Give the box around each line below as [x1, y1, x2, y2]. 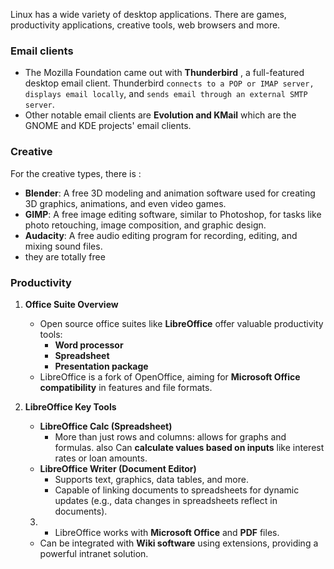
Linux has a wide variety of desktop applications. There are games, [10, 9, 287, 20]
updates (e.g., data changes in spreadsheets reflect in [54, 494, 278, 506]
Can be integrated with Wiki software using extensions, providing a [39, 537, 319, 549]
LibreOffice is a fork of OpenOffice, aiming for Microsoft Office [39, 370, 301, 383]
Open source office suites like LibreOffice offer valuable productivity [39, 317, 324, 329]
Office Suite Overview [24, 298, 119, 310]
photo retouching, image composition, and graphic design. [24, 219, 267, 231]
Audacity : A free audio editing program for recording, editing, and [24, 229, 298, 241]
